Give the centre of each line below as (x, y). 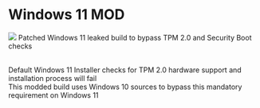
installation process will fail (53, 78)
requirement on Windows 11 (53, 95)
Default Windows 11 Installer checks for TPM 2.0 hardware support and (125, 70)
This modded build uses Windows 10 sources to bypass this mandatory (125, 87)
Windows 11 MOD (67, 15)
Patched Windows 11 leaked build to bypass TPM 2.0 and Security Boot (135, 37)
